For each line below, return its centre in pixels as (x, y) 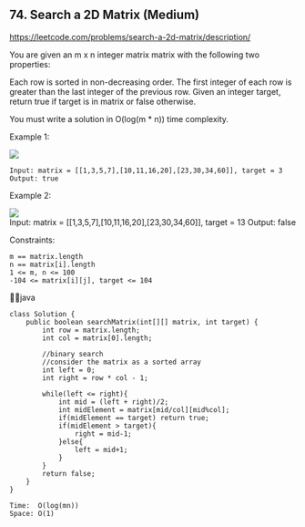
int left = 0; (69, 370)
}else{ (71, 441)
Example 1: (30, 137)
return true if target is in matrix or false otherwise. (103, 101)
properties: (30, 64)
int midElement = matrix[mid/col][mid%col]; (144, 409)
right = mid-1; (103, 434)
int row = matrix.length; (91, 330)
